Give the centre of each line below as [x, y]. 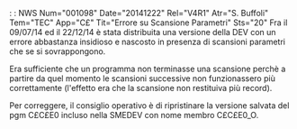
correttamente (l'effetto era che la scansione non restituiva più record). [141, 88]
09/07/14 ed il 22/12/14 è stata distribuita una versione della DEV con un [143, 32]
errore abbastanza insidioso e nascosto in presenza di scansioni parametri [148, 41]
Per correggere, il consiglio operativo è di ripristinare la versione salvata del [149, 106]
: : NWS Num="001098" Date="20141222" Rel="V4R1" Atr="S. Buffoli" [139, 13]
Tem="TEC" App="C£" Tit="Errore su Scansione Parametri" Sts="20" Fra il [148, 23]
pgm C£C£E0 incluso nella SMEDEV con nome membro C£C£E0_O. [134, 115]
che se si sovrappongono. [58, 51]
